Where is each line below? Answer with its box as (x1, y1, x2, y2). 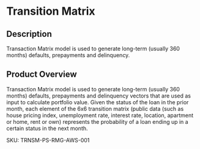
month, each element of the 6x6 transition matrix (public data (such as (6, 105, 184, 112)
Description (6, 29, 52, 39)
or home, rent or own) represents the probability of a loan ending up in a (6, 118, 188, 125)
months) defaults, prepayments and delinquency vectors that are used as (6, 92, 191, 99)
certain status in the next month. (6, 124, 88, 132)
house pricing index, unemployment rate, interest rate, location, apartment (6, 112, 194, 119)
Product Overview (6, 69, 77, 80)
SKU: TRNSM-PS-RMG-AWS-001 (6, 136, 90, 143)
